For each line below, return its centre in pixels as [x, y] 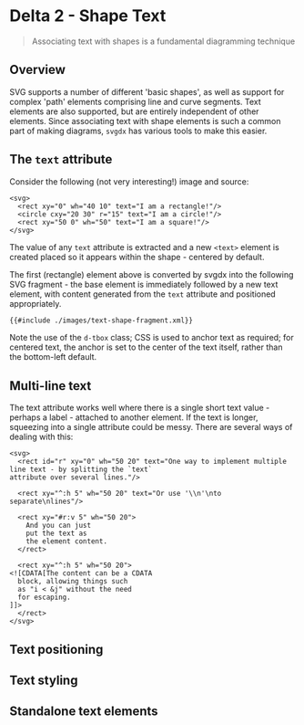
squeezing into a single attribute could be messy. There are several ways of [151, 427]
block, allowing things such [73, 582]
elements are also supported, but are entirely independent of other [134, 111]
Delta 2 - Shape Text [88, 16]
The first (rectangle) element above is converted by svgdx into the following [152, 274]
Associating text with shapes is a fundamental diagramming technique [163, 41]
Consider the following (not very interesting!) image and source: [129, 181]
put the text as [57, 534]
